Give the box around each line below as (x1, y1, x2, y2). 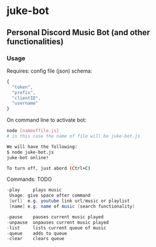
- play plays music (6, 187, 62, 193)
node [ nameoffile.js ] (6, 128, 60, 134)
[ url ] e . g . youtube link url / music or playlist (9, 198, 130, 204)
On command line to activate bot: (6, 116, 87, 123)
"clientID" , (12, 95, 41, 101)
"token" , (12, 84, 33, 90)
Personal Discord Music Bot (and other (6, 28, 151, 37)
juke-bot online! (6, 155, 49, 160)
